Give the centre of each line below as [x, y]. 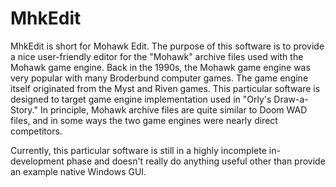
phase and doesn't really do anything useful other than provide [196, 161]
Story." [24, 109]
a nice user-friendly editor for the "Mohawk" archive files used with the [157, 56]
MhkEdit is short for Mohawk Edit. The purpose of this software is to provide [167, 46]
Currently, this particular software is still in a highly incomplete [138, 150]
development [37, 161]
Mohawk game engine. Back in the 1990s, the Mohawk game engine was [160, 67]
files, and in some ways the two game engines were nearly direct [144, 120]
